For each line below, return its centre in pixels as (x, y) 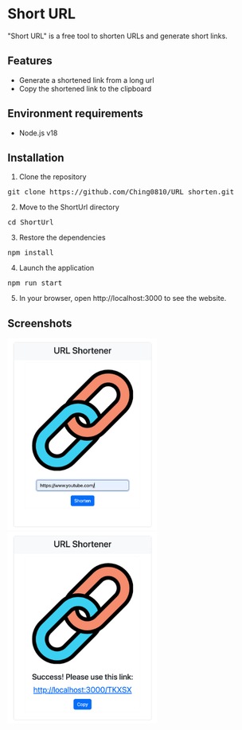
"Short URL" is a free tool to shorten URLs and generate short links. (117, 36)
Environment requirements (76, 113)
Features (30, 61)
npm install (31, 253)
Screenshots (40, 323)
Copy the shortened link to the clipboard (85, 88)
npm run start (35, 283)
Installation (36, 157)
